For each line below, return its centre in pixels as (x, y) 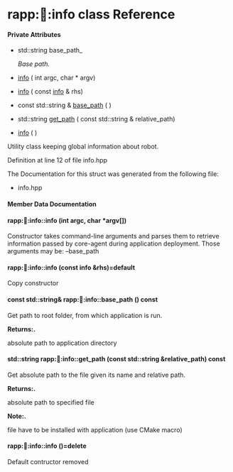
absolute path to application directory (62, 343)
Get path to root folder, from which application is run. (85, 315)
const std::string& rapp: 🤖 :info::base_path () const (83, 299)
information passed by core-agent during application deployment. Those (114, 243)
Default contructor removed (48, 462)
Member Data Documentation (52, 204)
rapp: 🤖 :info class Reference (91, 15)
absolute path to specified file (51, 402)
